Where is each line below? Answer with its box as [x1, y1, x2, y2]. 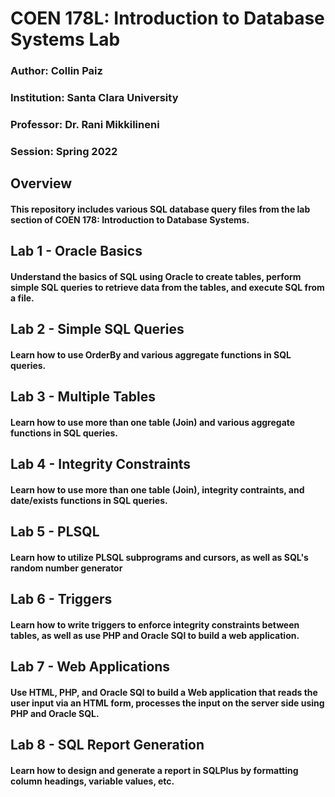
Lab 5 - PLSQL [10, 523, 100, 541]
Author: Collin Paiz [10, 64, 103, 78]
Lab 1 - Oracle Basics [10, 243, 143, 260]
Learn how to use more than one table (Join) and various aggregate [10, 416, 296, 428]
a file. [10, 292, 35, 304]
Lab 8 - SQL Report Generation [10, 737, 205, 754]
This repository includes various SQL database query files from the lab [10, 203, 311, 215]
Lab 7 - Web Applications [10, 658, 171, 676]
